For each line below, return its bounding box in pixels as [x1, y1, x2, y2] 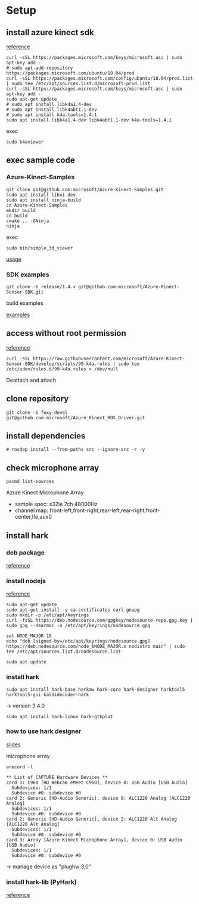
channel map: [14, 507, 49, 514]
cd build [6, 213, 28, 219]
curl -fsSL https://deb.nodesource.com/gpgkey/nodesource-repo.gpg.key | [6, 618, 194, 624]
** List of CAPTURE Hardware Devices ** [6, 774, 108, 780]
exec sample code [6, 155, 76, 166]
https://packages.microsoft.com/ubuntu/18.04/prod [6, 70, 135, 76]
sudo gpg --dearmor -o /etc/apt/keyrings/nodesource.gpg [6, 623, 151, 629]
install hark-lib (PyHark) [6, 878, 77, 886]
